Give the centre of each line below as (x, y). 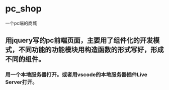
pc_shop (23, 9)
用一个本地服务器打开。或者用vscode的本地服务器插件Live (76, 74)
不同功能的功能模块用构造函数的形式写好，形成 (91, 50)
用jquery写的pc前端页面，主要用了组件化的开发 (79, 40)
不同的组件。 (25, 59)
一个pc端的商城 (21, 23)
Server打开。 (21, 82)
